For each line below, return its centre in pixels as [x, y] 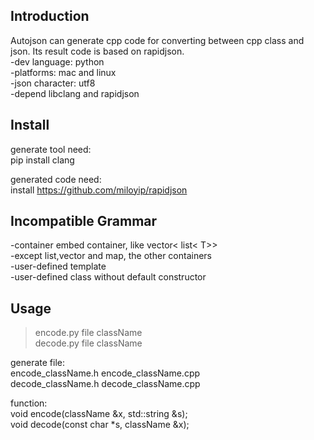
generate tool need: [51, 149]
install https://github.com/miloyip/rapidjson [99, 190]
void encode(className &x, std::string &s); [99, 414]
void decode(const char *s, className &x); [100, 425]
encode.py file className [88, 333]
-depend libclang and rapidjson [75, 93]
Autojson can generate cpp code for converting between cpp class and [157, 40]
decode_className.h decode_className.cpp [105, 384]
